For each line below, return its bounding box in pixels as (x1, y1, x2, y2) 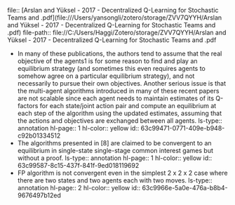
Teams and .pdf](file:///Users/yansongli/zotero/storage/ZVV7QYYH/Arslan (7, 13, 222, 22)
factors (17, 102, 39, 110)
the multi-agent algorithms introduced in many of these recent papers (17, 87, 220, 95)
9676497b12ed (17, 191, 61, 199)
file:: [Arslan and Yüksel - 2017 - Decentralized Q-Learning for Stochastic (7, 6, 219, 14)
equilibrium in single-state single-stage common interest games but (17, 147, 214, 154)
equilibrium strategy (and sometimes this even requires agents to (17, 65, 206, 72)
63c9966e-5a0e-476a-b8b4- (142, 184, 228, 192)
